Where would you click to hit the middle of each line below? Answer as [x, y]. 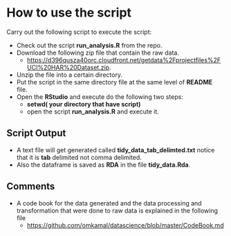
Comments [31, 187]
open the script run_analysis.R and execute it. [93, 111]
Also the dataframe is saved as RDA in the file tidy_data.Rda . [103, 165]
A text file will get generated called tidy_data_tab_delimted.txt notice [115, 149]
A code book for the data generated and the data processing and [109, 203]
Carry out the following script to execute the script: [79, 32]
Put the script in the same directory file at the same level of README [114, 82]
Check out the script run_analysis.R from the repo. [89, 45]
